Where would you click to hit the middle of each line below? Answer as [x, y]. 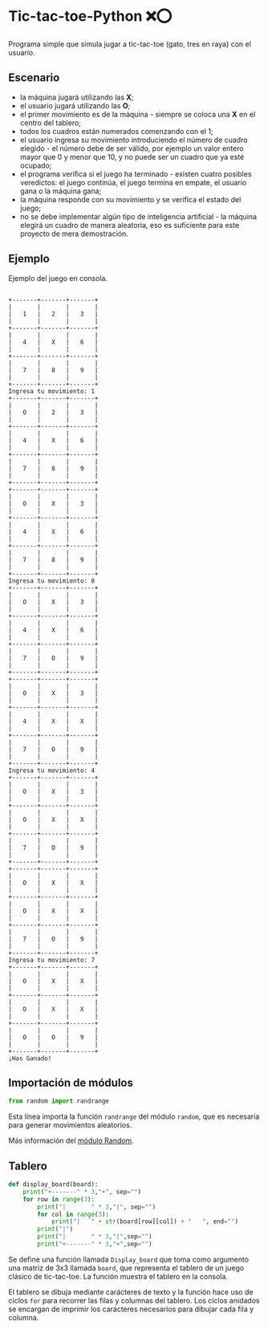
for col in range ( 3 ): [73, 1214]
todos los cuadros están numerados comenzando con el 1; [117, 131]
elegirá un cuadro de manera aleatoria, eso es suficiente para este [130, 225]
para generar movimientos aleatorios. [70, 1125]
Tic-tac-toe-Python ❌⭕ [90, 16]
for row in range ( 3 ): [59, 1199]
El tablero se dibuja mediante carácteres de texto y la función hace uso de [131, 1292]
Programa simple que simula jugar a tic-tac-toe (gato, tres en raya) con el [130, 44]
